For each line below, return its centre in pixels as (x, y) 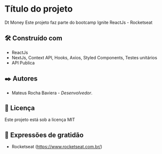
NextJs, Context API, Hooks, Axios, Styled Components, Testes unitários (84, 57)
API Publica (23, 63)
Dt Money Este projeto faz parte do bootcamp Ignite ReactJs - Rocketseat (79, 22)
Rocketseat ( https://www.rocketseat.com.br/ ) (57, 147)
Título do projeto (39, 9)
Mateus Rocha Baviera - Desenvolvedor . (52, 93)
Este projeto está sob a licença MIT (40, 120)
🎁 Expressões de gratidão (44, 135)
